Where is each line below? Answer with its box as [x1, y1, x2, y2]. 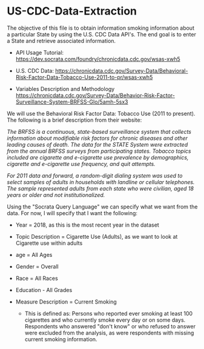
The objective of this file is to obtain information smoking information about [7, 24, 194, 32]
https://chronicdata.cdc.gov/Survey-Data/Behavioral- [54, 67, 188, 74]
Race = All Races [15, 274, 58, 282]
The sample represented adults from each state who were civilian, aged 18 [7, 185, 194, 192]
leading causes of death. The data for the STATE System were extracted [7, 141, 188, 148]
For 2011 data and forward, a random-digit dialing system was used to [7, 171, 183, 179]
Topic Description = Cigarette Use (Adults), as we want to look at [15, 233, 178, 240]
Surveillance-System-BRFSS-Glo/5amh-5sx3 [15, 98, 129, 105]
